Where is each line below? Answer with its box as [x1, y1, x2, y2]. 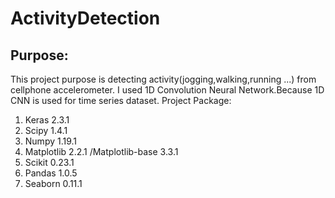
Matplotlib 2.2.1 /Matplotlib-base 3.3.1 [24, 146, 179, 157]
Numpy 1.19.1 [24, 135, 78, 147]
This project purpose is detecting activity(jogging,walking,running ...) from [10, 73, 317, 85]
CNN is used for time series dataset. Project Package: [10, 95, 232, 106]
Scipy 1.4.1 [24, 125, 68, 136]
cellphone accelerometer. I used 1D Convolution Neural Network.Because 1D [10, 84, 325, 96]
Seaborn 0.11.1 [24, 178, 83, 189]
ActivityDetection [10, 7, 161, 30]
